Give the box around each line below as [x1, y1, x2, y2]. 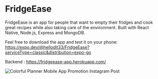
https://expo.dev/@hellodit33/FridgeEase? [5, 44, 90, 50]
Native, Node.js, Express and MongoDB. [5, 30, 86, 35]
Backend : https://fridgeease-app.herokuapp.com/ [5, 59, 106, 64]
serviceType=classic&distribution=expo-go [5, 49, 91, 55]
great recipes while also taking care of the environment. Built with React [5, 24, 149, 30]
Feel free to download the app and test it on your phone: [5, 39, 118, 45]
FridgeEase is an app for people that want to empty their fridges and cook [5, 19, 153, 25]
